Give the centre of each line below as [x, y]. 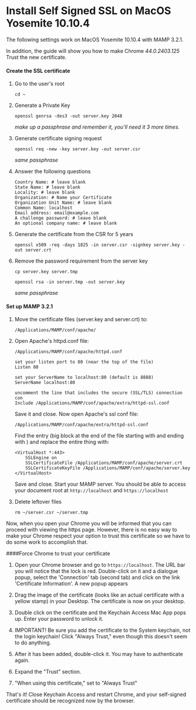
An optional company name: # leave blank [66, 223]
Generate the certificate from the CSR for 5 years [74, 234]
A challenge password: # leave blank [61, 218]
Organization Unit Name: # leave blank [63, 203]
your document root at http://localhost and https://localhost [91, 490]
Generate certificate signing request [58, 139]
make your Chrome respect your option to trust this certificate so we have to [98, 536]
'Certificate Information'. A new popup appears [71, 584]
